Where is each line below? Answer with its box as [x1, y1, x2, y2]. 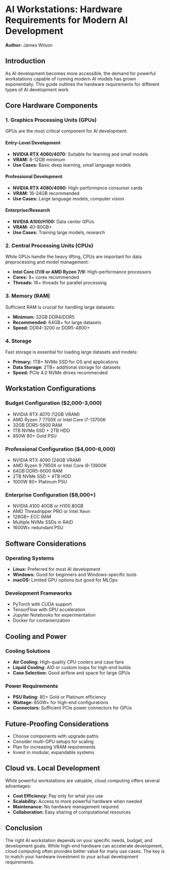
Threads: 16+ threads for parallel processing [12, 280, 107, 286]
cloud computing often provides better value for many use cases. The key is [5, 848, 165, 854]
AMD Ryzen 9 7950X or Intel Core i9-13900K [12, 462, 107, 469]
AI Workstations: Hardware [5, 4, 123, 15]
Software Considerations [5, 539, 87, 548]
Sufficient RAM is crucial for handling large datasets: [5, 304, 116, 310]
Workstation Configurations [5, 384, 96, 393]
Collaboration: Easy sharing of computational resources [12, 809, 131, 815]
